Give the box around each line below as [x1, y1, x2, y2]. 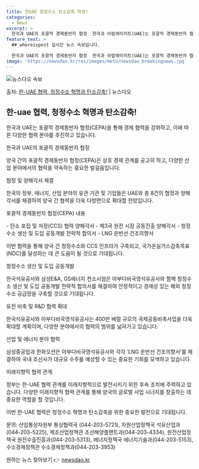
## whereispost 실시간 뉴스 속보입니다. [11, 42, 100, 48]
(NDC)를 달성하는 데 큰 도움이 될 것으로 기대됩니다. [6, 250, 125, 257]
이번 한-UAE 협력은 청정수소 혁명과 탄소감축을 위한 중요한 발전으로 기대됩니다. [6, 409, 187, 416]
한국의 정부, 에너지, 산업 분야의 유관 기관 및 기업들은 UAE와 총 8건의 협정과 [6, 190, 179, 197]
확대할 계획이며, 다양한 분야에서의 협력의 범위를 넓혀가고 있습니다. [6, 323, 159, 330]
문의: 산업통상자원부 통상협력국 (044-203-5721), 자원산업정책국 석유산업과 [6, 421, 181, 428]
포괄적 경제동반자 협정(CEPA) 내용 [6, 210, 86, 217]
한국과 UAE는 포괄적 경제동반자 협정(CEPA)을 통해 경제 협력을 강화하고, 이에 [6, 124, 183, 131]
